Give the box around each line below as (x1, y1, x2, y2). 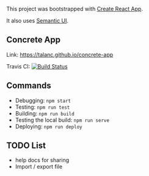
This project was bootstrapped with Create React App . (6, 5, 144, 12)
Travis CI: (6, 62, 31, 70)
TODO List (6, 141, 46, 151)
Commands (6, 81, 52, 91)
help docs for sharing (15, 156, 69, 164)
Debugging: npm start (15, 97, 71, 104)
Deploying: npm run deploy (15, 122, 82, 130)
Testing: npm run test (15, 103, 70, 111)
